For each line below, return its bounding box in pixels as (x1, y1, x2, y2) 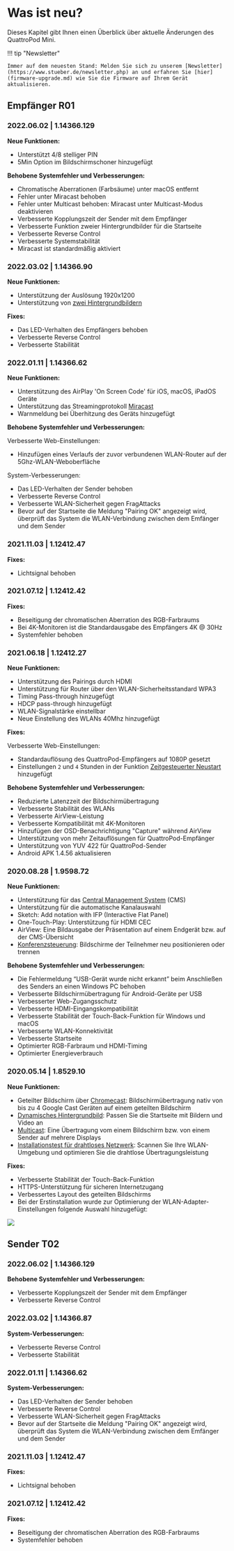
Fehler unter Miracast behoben (17, 192, 107, 201)
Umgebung (17, 1148, 50, 1156)
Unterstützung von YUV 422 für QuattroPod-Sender (17, 842, 167, 850)
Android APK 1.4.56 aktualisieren (17, 849, 111, 858)
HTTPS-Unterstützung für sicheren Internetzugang (17, 1183, 164, 1191)
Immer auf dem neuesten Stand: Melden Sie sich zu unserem (7, 62, 182, 69)
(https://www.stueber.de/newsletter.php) (7, 68, 130, 75)
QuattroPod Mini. (7, 35, 56, 43)
